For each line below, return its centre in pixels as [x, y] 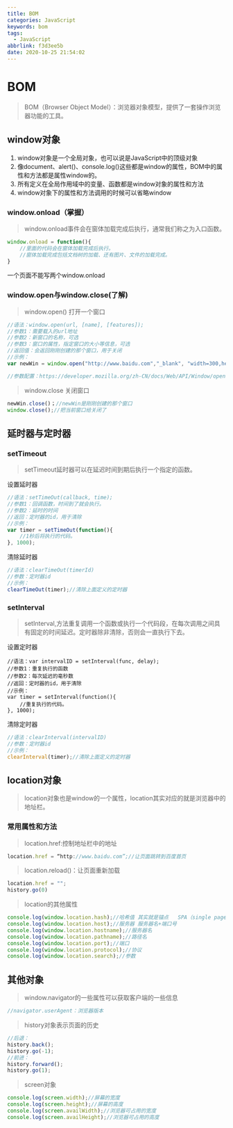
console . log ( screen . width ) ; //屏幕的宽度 [63, 1098]
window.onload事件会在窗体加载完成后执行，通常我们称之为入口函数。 [125, 228]
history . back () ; [31, 1045]
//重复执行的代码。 [44, 704]
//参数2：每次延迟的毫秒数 [41, 676]
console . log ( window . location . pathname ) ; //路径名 [77, 937]
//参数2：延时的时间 [33, 510]
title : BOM [23, 14]
